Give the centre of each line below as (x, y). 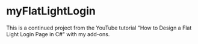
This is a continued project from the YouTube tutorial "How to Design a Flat (99, 28)
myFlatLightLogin (51, 11)
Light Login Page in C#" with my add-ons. (58, 34)
